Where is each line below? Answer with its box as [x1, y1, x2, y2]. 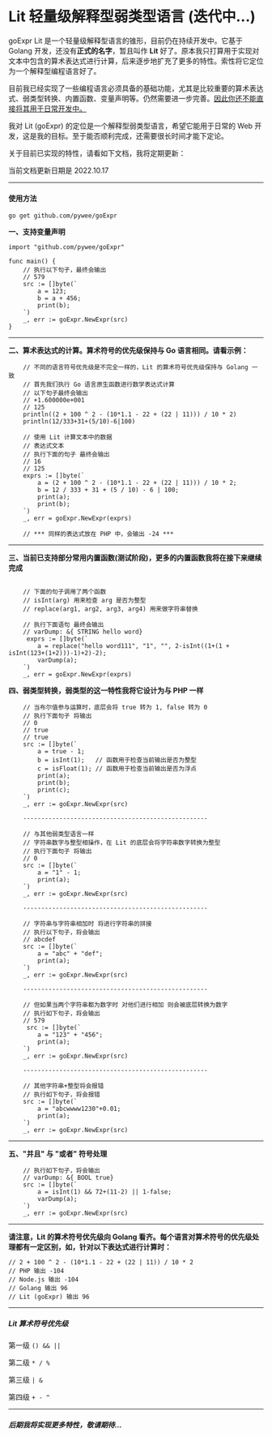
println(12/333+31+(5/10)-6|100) [23, 418, 136, 426]
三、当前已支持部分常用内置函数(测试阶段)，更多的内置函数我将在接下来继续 [8, 553, 262, 563]
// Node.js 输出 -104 [8, 1276, 79, 1284]
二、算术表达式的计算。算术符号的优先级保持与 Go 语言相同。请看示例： [8, 345, 249, 355]
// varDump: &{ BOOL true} [23, 1173, 114, 1182]
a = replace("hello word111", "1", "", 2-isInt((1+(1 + [37, 642, 230, 650]
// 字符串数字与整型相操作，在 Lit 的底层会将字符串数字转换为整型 [23, 839, 221, 847]
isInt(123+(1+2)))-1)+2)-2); [8, 650, 107, 658]
